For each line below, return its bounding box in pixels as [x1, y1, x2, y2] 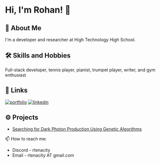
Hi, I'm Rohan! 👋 [5, 4, 71, 16]
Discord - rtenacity [12, 147, 50, 153]
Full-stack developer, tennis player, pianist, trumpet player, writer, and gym [5, 67, 156, 73]
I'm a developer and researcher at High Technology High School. [5, 37, 136, 42]
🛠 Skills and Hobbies [5, 51, 71, 60]
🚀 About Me [5, 24, 42, 32]
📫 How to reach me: [5, 136, 47, 142]
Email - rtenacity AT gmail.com [12, 152, 74, 158]
